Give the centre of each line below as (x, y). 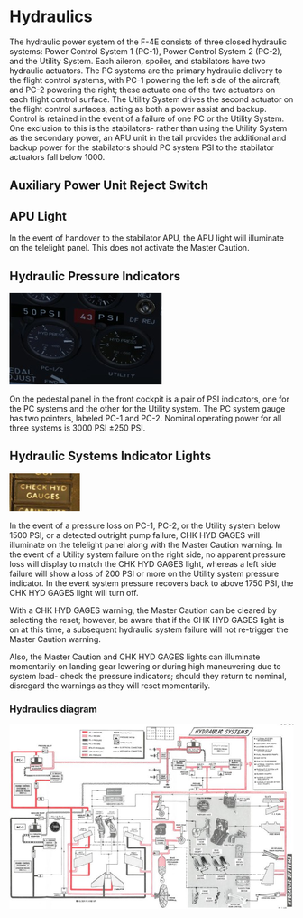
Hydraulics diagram (53, 709)
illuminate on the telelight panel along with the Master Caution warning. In (146, 544)
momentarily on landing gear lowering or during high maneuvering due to (145, 666)
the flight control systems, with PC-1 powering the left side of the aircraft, (146, 80)
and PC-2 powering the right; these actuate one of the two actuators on (142, 90)
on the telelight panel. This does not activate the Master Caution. (129, 248)
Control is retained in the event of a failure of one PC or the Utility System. (147, 118)
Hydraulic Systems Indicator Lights (110, 456)
